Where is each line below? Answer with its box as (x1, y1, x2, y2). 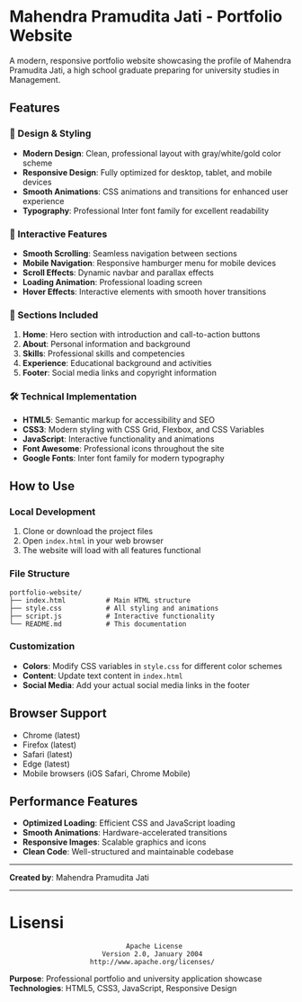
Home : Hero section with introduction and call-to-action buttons (22, 329, 261, 340)
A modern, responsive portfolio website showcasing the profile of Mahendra (9, 55, 292, 66)
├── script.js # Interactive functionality (9, 612, 216, 621)
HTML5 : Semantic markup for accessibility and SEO (22, 414, 216, 425)
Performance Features (9, 794, 138, 809)
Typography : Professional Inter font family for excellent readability (22, 205, 270, 216)
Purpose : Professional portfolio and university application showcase (9, 973, 262, 984)
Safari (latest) (22, 748, 74, 759)
